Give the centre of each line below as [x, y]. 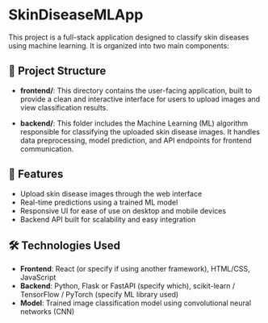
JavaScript [38, 277]
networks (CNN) [47, 312]
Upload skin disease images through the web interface [111, 193]
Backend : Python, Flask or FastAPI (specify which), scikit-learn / [128, 286]
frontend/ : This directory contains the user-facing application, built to [136, 90]
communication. [47, 149]
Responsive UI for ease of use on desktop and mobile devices [123, 210]
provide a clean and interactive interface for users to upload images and [140, 99]
